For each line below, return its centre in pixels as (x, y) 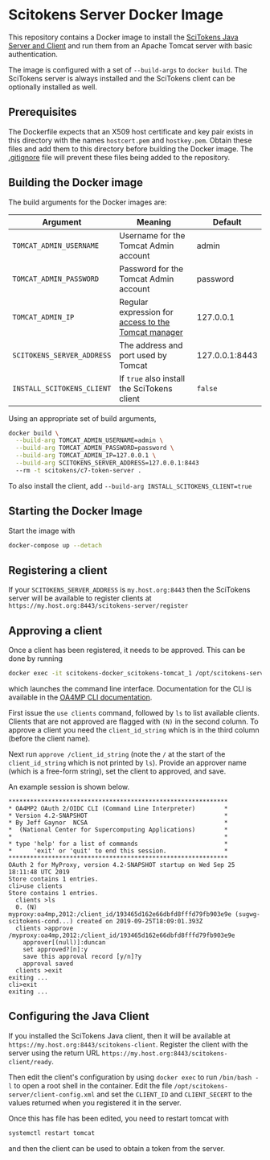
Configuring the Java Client (79, 1016)
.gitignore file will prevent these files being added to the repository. (119, 157)
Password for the (151, 269)
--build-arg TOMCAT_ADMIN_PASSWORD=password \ (95, 448)
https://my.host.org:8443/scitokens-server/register (98, 606)
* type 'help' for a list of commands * (118, 844)
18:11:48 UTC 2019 (39, 872)
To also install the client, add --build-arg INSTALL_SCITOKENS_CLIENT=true (130, 485)
